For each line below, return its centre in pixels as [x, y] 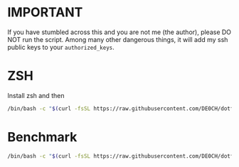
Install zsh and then [36, 95]
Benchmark [42, 137]
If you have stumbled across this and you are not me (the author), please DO [119, 32]
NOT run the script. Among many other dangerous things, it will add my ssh [118, 39]
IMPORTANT [45, 12]
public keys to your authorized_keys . [61, 47]
